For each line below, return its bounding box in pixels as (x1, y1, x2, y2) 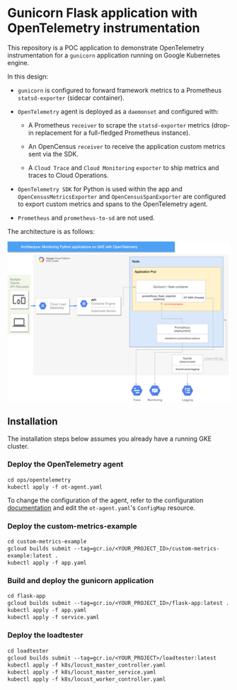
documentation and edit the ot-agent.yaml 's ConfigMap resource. (7, 503, 196, 511)
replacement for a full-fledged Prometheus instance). (35, 128, 191, 137)
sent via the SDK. (28, 149, 79, 158)
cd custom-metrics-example (7, 538, 87, 545)
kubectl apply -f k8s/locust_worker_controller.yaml (7, 675, 166, 683)
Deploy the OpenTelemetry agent (7, 459, 124, 469)
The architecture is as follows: (7, 227, 96, 235)
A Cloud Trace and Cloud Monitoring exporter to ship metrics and (28, 163, 219, 171)
